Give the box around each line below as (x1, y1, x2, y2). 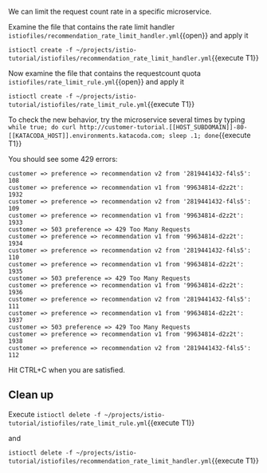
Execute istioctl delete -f (8, 409, 101, 419)
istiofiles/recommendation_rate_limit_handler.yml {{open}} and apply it (8, 31, 249, 40)
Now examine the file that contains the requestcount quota (8, 69, 202, 78)
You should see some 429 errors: (8, 155, 118, 164)
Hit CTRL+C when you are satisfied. (8, 365, 126, 374)
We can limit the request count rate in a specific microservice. (8, 7, 212, 16)
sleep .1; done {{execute (168, 131, 251, 140)
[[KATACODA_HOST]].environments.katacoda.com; (8, 132, 166, 140)
